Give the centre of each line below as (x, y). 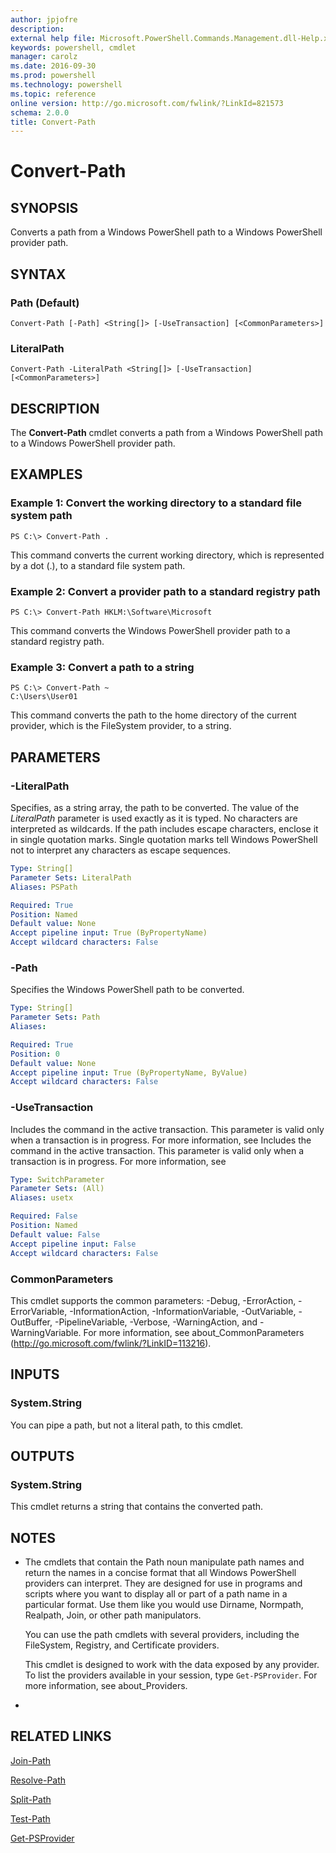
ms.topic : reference (53, 94)
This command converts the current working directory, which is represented (167, 555)
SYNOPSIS (44, 207)
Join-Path (31, 1760)
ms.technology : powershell (66, 85)
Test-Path (30, 1818)
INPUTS (35, 1374)
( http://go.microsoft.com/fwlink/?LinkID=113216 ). (111, 1343)
